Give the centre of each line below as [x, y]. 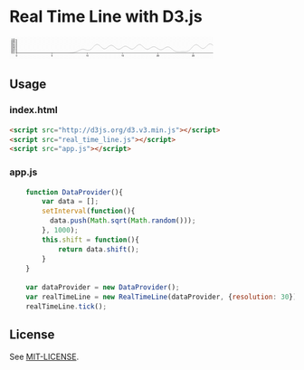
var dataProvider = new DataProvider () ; [103, 288]
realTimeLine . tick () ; [66, 307]
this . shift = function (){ [91, 240]
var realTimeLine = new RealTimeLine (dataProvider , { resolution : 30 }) [161, 297]
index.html [33, 110]
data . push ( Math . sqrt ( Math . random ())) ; [123, 221]
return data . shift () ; [99, 249]
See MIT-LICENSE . [44, 356]
